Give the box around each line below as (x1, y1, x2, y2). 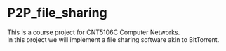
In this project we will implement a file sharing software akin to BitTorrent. (7, 35, 220, 43)
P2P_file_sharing (7, 5, 107, 21)
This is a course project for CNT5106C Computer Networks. (7, 28, 180, 36)
